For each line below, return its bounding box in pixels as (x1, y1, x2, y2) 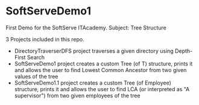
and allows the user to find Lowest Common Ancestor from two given (14, 66, 187, 73)
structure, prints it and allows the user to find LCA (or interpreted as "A (14, 85, 190, 92)
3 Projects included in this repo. (5, 35, 85, 43)
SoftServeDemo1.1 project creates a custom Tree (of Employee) (14, 79, 171, 86)
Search (27, 53, 45, 61)
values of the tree (14, 73, 58, 80)
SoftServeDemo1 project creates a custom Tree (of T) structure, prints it (14, 60, 193, 67)
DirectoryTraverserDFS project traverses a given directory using (14, 47, 174, 55)
